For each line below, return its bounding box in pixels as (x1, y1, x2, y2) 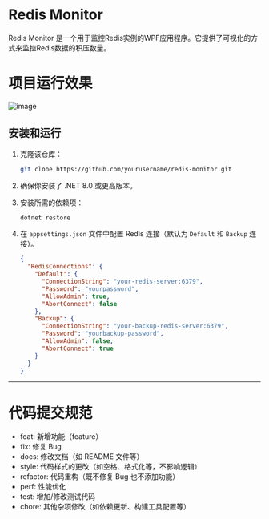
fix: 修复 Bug (19, 442, 62, 452)
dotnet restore (19, 214, 71, 222)
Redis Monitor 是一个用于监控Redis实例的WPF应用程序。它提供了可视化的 (8, 33, 251, 42)
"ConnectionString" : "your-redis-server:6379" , (41, 278, 203, 286)
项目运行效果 (8, 74, 94, 93)
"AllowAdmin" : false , (41, 337, 114, 345)
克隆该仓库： (19, 149, 62, 159)
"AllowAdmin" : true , (41, 292, 110, 300)
